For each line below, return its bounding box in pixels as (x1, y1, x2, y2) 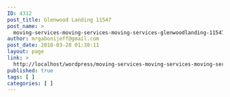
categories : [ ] (7, 80, 53, 87)
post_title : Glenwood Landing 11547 (7, 16, 112, 23)
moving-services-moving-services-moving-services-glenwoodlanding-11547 (13, 29, 225, 36)
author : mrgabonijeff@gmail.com (7, 36, 99, 42)
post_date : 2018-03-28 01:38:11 (7, 42, 99, 48)
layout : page (7, 48, 44, 55)
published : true (7, 67, 53, 74)
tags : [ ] (7, 73, 36, 81)
